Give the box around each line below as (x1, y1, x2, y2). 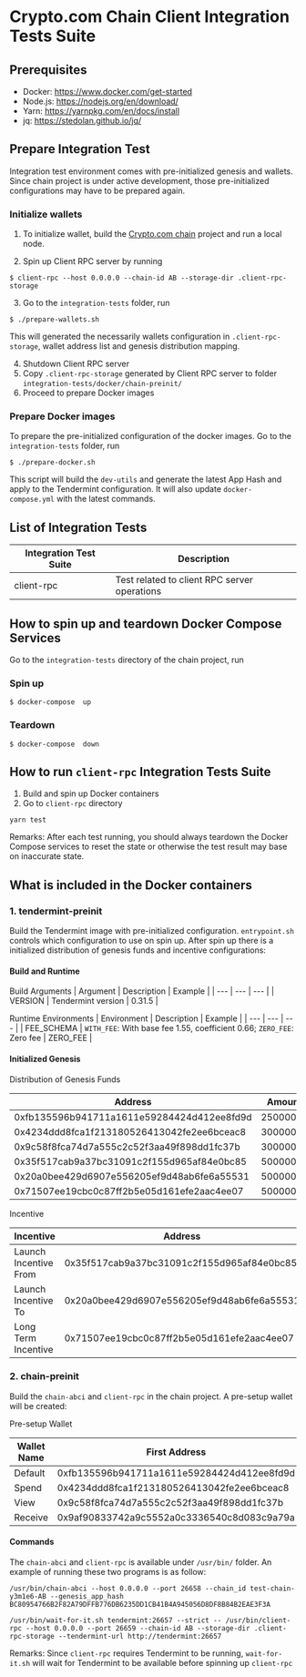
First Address (146, 1446, 207, 1458)
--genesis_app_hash (49, 1592, 125, 1601)
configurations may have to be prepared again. (9, 185, 186, 196)
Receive (14, 1510, 48, 1523)
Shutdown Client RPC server (22, 358, 130, 370)
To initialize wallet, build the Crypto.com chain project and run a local (22, 229, 282, 240)
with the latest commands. (56, 494, 157, 505)
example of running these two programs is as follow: (9, 1567, 207, 1578)
